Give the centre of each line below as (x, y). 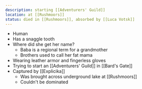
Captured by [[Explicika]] (39, 71)
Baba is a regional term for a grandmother (64, 50)
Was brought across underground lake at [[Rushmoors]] (79, 77)
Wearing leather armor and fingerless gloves (59, 61)
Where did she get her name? (44, 45)
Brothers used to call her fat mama (56, 55)
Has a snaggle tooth (33, 39)
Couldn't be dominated (44, 82)
